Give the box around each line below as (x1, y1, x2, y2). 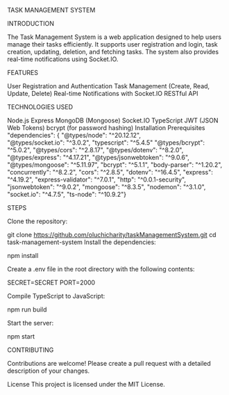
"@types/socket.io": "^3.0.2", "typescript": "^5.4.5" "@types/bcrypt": (7, 138, 205, 147)
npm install (7, 252, 39, 259)
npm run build (7, 305, 47, 314)
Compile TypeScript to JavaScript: (7, 292, 105, 300)
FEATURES (7, 69, 39, 76)
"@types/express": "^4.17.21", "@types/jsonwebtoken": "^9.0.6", (7, 153, 189, 161)
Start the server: (7, 319, 54, 327)
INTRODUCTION (7, 19, 54, 27)
